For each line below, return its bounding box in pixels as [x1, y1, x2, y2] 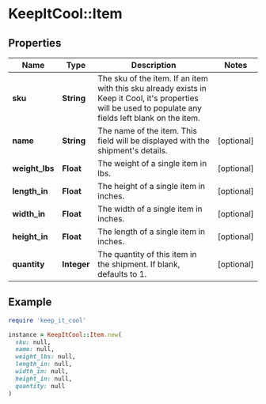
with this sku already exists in [97, 83, 207, 93]
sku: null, [15, 338, 51, 346]
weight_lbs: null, [15, 353, 77, 361]
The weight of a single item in [97, 158, 207, 168]
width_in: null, [15, 368, 69, 376]
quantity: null [15, 382, 66, 390]
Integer [62, 259, 90, 270]
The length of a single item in [97, 226, 206, 237]
